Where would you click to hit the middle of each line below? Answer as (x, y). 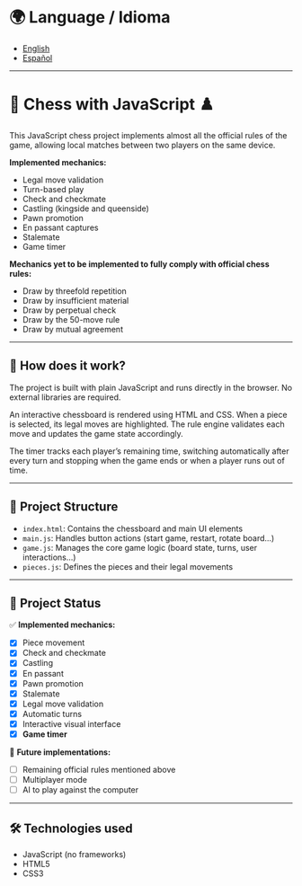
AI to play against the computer (80, 790)
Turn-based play (53, 189)
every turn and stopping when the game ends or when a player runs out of (147, 460)
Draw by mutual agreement (73, 329)
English (36, 48)
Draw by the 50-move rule (71, 319)
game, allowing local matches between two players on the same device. (142, 145)
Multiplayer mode (55, 780)
